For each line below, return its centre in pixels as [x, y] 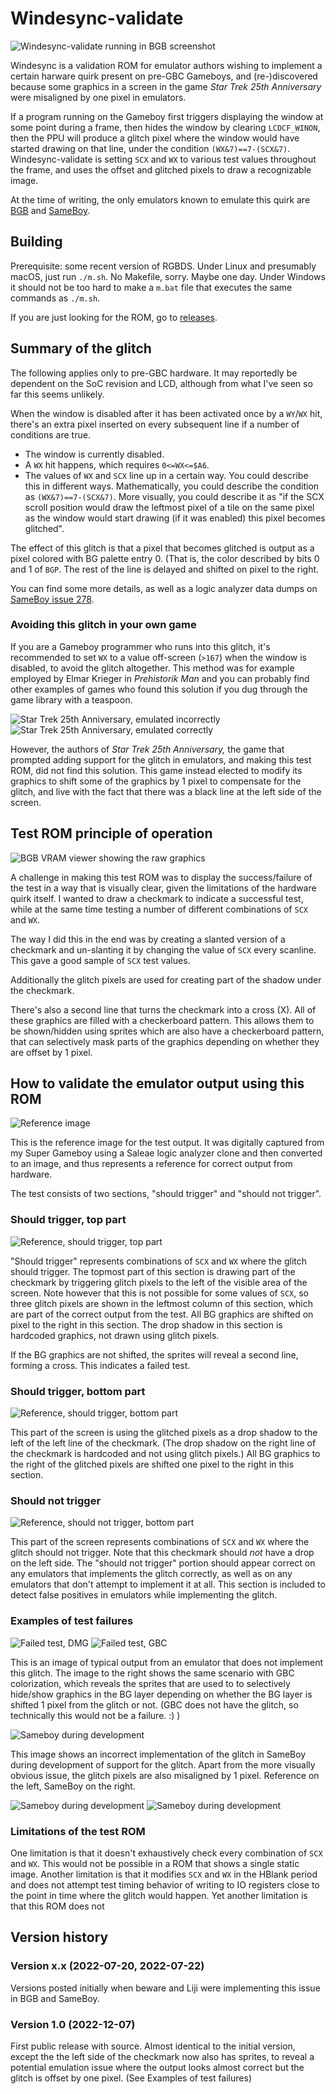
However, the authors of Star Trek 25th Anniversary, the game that [147, 749]
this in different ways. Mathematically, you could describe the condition [172, 486]
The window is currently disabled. [94, 454]
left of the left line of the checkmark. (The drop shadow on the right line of [163, 1443]
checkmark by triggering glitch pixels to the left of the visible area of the [159, 1282]
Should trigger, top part [68, 1220]
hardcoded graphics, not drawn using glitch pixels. [115, 1335]
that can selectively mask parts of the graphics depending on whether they [165, 1041]
